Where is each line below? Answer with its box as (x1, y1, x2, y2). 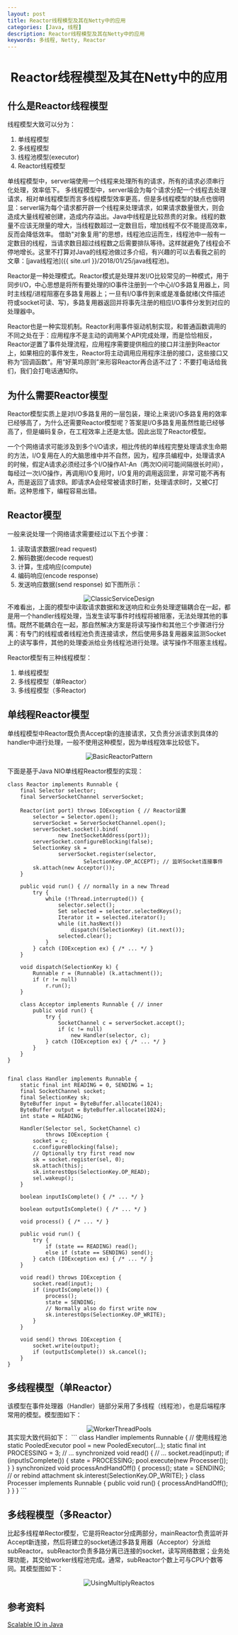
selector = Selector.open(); (33, 813, 119, 820)
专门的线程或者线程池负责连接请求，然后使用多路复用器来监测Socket (25, 629, 227, 638)
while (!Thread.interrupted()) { (45, 895, 144, 902)
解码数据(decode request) (17, 553, 93, 562)
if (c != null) (57, 1026, 103, 1033)
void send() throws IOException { (20, 1336, 122, 1343)
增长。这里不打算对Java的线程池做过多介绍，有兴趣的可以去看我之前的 (19, 248, 227, 256)
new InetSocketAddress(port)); (57, 831, 151, 839)
